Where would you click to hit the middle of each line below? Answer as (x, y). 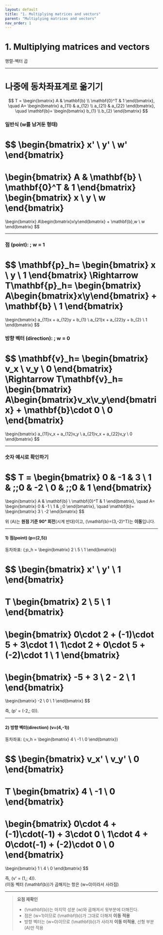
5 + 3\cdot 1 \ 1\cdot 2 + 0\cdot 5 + (75, 645)
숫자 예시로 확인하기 (27, 457)
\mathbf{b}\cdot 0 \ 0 (68, 410)
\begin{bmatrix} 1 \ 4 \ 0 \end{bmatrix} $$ (47, 868)
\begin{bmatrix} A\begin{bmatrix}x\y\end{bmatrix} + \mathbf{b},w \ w (75, 222)
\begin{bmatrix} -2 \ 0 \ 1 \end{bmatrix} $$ (48, 701)
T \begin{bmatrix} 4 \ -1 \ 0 (60, 792)
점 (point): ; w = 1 (25, 245)
